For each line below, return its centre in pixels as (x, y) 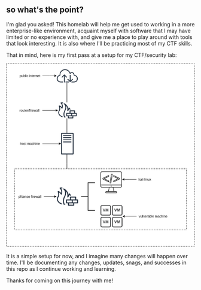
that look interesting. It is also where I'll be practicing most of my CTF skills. (99, 43)
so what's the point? (45, 10)
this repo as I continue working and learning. (61, 269)
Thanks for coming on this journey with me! (60, 280)
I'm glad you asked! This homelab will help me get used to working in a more (100, 24)
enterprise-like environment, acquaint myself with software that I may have (99, 31)
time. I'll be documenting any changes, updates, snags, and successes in (96, 262)
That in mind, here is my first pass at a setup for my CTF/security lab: (92, 55)
